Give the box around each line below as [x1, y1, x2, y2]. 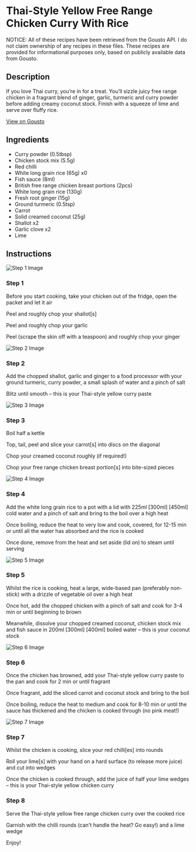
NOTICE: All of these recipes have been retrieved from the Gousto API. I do [6, 36, 187, 43]
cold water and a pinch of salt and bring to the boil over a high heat [6, 509, 168, 516]
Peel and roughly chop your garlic [6, 321, 88, 329]
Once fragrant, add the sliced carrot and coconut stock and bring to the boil [6, 689, 190, 697]
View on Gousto [6, 118, 45, 125]
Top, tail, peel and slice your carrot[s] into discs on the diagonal [6, 441, 160, 448]
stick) [6, 591, 20, 598]
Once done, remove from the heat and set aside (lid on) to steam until [6, 539, 174, 546]
